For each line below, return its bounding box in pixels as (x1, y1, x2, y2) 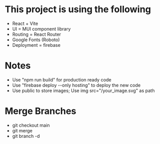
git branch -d (12, 133, 40, 139)
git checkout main (12, 122, 50, 128)
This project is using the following (5, 4, 151, 15)
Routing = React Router (12, 31, 62, 37)
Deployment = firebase (12, 42, 61, 48)
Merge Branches (5, 105, 76, 117)
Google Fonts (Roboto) (12, 37, 60, 43)
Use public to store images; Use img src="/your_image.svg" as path (12, 88, 155, 94)
